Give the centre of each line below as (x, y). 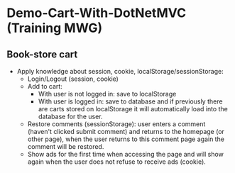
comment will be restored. (66, 146)
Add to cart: (45, 86)
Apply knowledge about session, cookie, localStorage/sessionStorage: (120, 71)
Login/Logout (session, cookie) (73, 79)
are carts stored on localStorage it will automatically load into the (133, 109)
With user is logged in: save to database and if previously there (130, 101)
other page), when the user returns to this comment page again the (126, 139)
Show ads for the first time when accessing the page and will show (126, 154)
